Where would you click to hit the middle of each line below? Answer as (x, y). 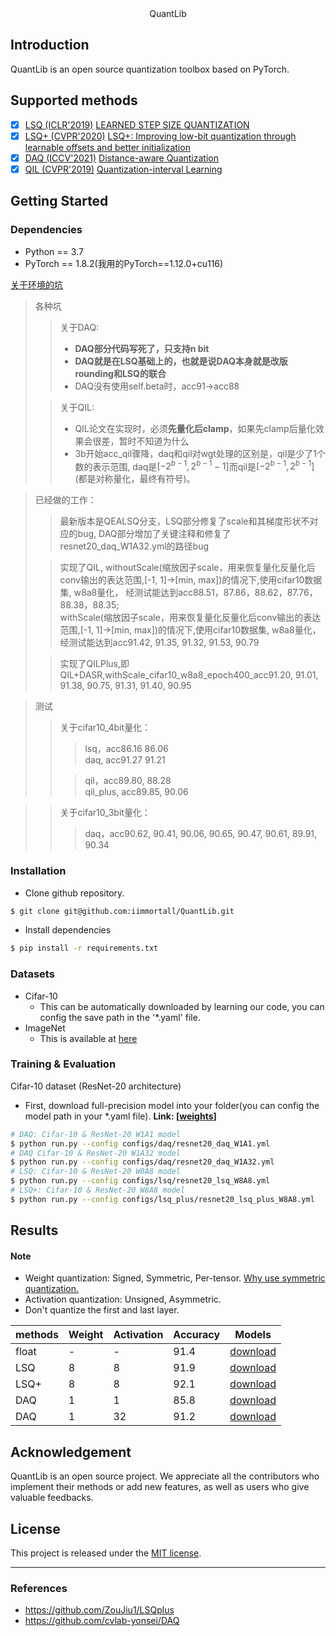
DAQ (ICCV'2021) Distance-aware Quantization (121, 158)
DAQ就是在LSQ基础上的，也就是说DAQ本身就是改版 (181, 361)
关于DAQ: (79, 327)
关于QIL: (77, 407)
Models (253, 1335)
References (39, 1588)
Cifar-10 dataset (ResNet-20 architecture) (96, 1086)
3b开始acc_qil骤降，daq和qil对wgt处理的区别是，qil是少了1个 (200, 453)
